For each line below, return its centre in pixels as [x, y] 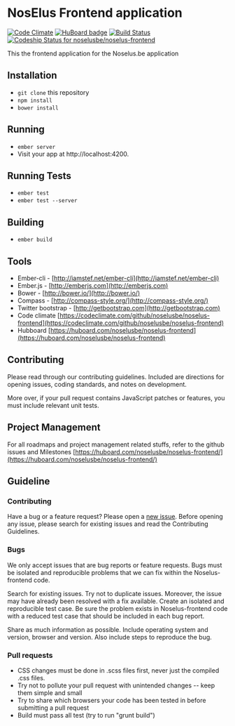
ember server [36, 147]
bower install [38, 108]
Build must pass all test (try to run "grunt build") [86, 715]
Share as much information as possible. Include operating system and [108, 629]
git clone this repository [53, 92]
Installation [32, 75]
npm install [35, 100]
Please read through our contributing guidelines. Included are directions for [116, 376]
